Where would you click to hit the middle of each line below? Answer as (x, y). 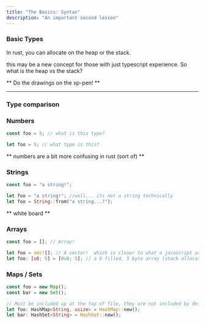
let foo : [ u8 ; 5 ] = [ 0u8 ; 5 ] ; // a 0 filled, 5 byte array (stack (92, 258)
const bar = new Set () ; (37, 292)
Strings (17, 172)
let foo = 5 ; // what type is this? (53, 145)
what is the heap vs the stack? (45, 70)
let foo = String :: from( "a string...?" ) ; (60, 202)
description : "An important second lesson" (63, 18)
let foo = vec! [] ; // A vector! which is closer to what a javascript (99, 253)
